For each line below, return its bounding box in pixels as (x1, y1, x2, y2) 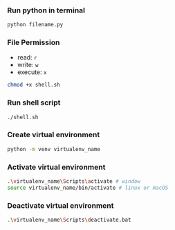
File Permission (7, 37, 60, 47)
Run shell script (7, 98, 61, 107)
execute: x (17, 68, 47, 76)
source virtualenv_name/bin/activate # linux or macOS (7, 184, 169, 191)
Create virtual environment (7, 130, 100, 140)
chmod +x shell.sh (7, 82, 60, 89)
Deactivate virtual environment (7, 200, 114, 210)
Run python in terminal (7, 6, 85, 15)
